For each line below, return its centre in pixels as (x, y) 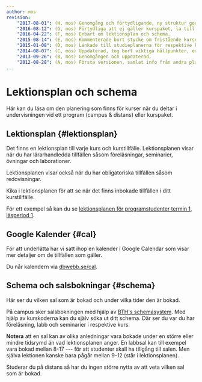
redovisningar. (24, 179)
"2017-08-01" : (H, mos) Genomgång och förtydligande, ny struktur (102, 23)
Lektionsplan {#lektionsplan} (62, 134)
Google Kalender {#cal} (51, 234)
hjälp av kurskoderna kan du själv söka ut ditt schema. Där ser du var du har (100, 318)
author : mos (21, 12)
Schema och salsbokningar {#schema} (81, 285)
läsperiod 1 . (20, 215)
